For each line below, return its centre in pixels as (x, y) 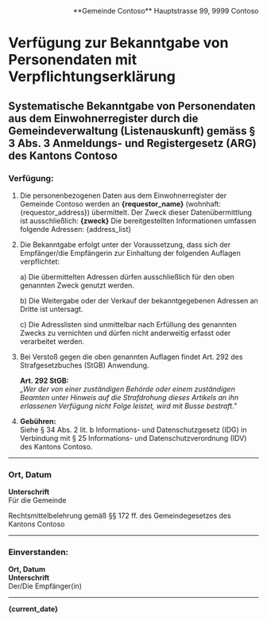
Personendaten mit (73, 60)
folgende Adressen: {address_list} (75, 229)
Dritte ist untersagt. (51, 309)
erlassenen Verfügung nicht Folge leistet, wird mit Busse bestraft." (128, 406)
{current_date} (33, 609)
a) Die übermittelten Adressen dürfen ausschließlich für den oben (127, 276)
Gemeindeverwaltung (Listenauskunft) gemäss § (132, 131)
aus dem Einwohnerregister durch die (103, 118)
